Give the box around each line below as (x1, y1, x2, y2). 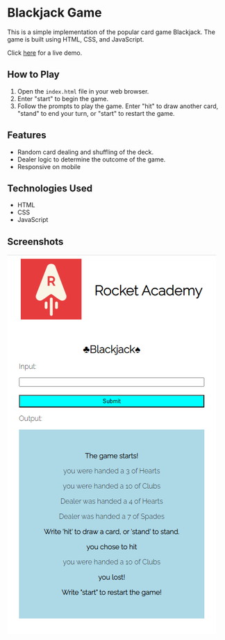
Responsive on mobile (17, 162, 81, 171)
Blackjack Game (7, 5, 102, 21)
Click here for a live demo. (7, 49, 83, 57)
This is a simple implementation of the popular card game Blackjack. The (7, 28, 215, 36)
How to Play (7, 69, 60, 80)
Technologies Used (7, 182, 92, 194)
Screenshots (7, 236, 64, 248)
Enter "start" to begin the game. (17, 94, 109, 103)
